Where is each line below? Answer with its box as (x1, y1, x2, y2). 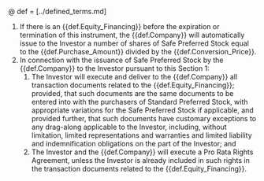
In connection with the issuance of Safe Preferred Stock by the (19, 55, 224, 65)
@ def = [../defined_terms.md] (8, 7, 107, 16)
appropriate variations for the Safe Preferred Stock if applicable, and (31, 105, 254, 115)
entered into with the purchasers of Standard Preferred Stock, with (31, 98, 248, 106)
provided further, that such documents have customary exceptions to (31, 114, 257, 123)
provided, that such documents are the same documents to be (31, 89, 234, 98)
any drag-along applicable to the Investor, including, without (31, 122, 227, 131)
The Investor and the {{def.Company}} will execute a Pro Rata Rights (31, 147, 254, 157)
